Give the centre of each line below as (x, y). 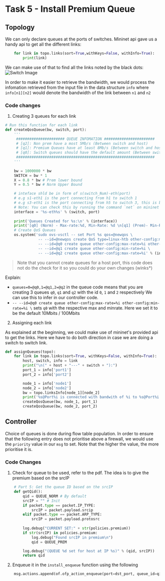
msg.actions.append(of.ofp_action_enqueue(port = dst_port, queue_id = (85, 574)
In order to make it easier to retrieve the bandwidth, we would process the (80, 82)
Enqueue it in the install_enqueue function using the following (75, 565)
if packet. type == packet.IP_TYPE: (59, 505)
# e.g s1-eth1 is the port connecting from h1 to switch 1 (76, 198)
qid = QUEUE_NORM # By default (55, 496)
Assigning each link (32, 323)
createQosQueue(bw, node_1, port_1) (60, 402)
